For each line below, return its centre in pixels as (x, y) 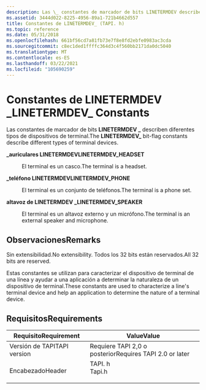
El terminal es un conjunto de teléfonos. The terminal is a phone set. (107, 190)
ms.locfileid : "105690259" (41, 69)
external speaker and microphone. (65, 220)
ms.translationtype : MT (37, 52)
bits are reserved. (29, 261)
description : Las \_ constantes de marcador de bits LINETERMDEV (91, 12)
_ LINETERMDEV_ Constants (78, 113)
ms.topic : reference (33, 29)
